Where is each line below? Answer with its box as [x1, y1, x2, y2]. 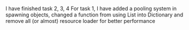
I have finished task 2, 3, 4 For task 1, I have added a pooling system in [5, 5, 177, 12]
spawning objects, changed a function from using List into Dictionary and [5, 11, 184, 18]
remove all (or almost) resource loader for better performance [5, 18, 155, 24]
